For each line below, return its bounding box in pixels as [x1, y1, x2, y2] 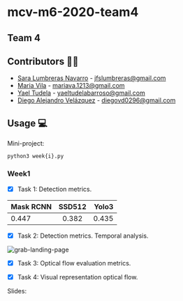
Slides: [7, 286, 27, 295]
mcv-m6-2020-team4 [7, 4, 139, 20]
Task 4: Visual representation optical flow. [17, 272, 138, 281]
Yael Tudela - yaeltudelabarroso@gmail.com [17, 88, 145, 98]
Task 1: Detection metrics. [17, 185, 92, 193]
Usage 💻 [7, 117, 47, 129]
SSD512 [58, 201, 87, 211]
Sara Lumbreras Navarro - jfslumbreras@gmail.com [17, 74, 166, 82]
